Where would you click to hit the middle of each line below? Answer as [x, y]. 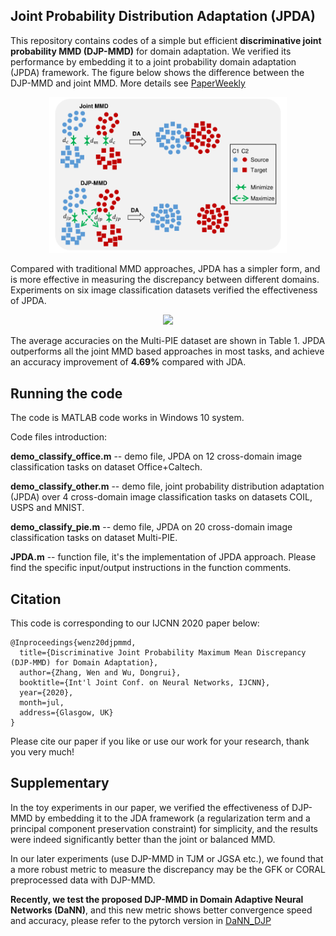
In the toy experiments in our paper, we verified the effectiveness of [150, 807]
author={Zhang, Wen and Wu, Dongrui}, [100, 672]
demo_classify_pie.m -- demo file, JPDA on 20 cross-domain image [151, 527]
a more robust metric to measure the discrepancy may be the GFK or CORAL [168, 869]
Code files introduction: [58, 437]
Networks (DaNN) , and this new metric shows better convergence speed [161, 910]
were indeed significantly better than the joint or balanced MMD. [143, 839]
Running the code [66, 393]
